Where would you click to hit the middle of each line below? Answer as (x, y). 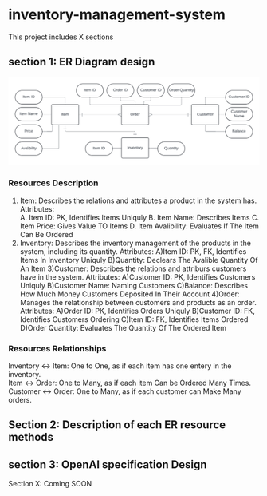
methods (31, 437)
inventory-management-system (117, 15)
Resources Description (53, 183)
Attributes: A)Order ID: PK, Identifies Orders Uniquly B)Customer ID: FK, (137, 311)
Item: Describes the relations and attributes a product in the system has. (138, 200)
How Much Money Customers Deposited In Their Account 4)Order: (130, 294)
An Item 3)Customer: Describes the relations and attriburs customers (133, 268)
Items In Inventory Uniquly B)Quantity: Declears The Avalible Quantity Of (139, 260)
